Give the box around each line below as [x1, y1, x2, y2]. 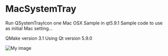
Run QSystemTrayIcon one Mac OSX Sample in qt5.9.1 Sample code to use [5, 20, 163, 26]
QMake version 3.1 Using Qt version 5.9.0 [5, 35, 92, 41]
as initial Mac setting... [5, 25, 53, 31]
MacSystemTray [5, 3, 77, 15]
